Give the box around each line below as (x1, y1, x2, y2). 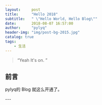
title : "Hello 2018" (5, 12, 58, 17)
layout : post (5, 7, 41, 12)
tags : (5, 39, 16, 44)
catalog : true (5, 35, 34, 40)
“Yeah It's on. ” (17, 57, 48, 63)
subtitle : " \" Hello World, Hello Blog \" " (5, 16, 98, 21)
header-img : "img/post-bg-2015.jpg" (5, 30, 80, 35)
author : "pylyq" (5, 26, 48, 30)
